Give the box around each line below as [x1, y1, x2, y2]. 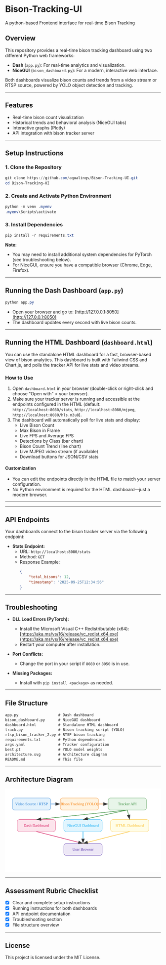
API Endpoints [5, 515, 50, 524]
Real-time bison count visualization [12, 114, 84, 120]
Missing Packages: [12, 671, 53, 676]
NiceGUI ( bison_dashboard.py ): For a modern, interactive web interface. [12, 67, 158, 73]
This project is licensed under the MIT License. [5, 955, 101, 961]
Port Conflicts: [12, 651, 43, 657]
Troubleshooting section [12, 917, 62, 923]
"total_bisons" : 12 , [29, 574, 71, 579]
